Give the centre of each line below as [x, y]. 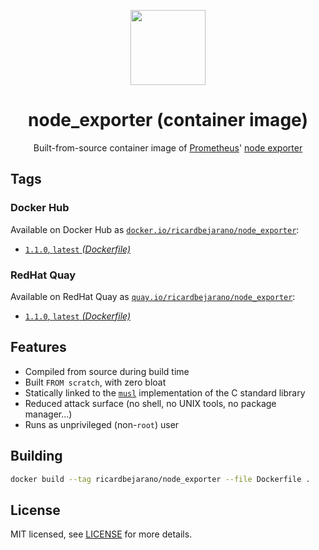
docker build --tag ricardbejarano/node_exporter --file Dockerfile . [160, 479]
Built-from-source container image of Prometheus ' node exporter [168, 147]
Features [38, 347]
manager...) [48, 414]
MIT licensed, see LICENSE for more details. [101, 534]
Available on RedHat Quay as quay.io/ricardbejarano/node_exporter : [153, 296]
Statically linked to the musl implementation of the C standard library [165, 392]
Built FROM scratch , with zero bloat [95, 382]
